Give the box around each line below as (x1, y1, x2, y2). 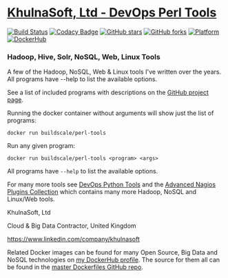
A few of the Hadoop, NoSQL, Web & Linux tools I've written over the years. (7, 67, 222, 76)
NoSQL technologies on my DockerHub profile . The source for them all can (7, 256, 220, 264)
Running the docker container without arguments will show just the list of (7, 109, 214, 118)
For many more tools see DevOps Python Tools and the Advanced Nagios (7, 180, 216, 189)
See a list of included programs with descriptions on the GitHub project (7, 88, 209, 97)
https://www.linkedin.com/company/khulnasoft (7, 235, 140, 244)
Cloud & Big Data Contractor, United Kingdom (7, 222, 136, 230)
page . (7, 96, 24, 104)
